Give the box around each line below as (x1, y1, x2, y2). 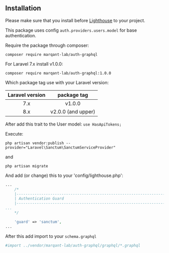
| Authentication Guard (14, 196, 64, 201)
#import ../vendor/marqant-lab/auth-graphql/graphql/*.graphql (5, 243, 141, 248)
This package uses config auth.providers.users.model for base (5, 27, 137, 33)
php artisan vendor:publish (5, 141, 64, 146)
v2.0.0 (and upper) (50, 108, 96, 115)
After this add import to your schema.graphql (5, 233, 97, 239)
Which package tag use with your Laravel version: (5, 79, 109, 85)
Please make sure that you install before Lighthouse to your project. (5, 17, 145, 23)
